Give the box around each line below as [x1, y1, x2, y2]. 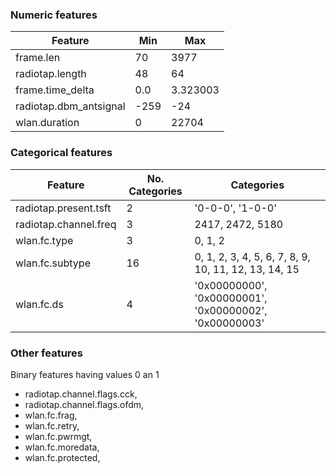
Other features [10, 346, 84, 360]
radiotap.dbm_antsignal [15, 99, 126, 113]
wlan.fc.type [15, 233, 74, 247]
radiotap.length [15, 67, 87, 81]
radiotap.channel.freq [15, 217, 117, 231]
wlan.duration [15, 116, 80, 130]
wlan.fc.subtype [15, 256, 91, 270]
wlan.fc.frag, [24, 409, 78, 421]
